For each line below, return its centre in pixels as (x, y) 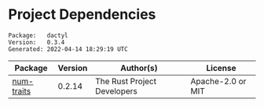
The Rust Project (126, 81)
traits (22, 90)
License (222, 68)
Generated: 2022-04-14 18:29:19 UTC (68, 49)
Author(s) (139, 68)
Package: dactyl (38, 35)
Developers (116, 90)
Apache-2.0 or (218, 81)
